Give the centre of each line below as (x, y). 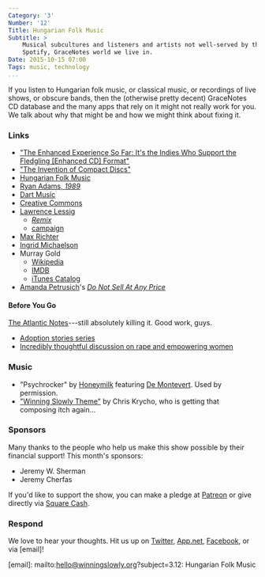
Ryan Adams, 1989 (50, 186)
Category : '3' (32, 15)
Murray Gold (40, 253)
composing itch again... (58, 409)
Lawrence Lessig (47, 211)
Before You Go (32, 305)
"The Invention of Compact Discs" (75, 169)
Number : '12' (30, 23)
